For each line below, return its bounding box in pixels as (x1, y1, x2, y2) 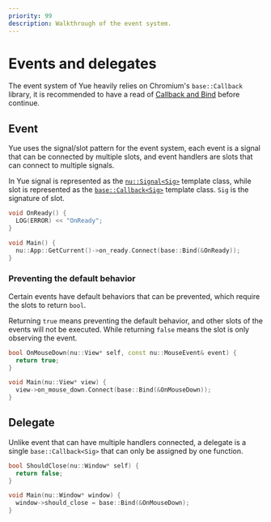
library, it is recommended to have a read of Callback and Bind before (8, 90, 240, 100)
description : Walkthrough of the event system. (8, 19, 172, 28)
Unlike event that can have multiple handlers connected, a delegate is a (8, 437, 247, 447)
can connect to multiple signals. (8, 160, 115, 170)
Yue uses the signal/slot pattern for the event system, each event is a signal (8, 143, 260, 153)
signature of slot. (8, 194, 65, 203)
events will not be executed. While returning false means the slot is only (8, 324, 249, 334)
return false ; (15, 469, 63, 477)
